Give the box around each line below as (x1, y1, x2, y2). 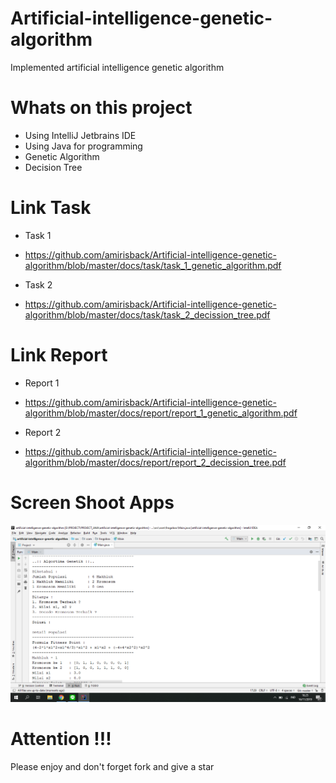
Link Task (10, 197, 92, 219)
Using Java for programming (24, 140, 143, 152)
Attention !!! (10, 727, 112, 750)
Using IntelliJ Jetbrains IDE (24, 129, 137, 141)
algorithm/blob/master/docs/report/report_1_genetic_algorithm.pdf (24, 407, 298, 419)
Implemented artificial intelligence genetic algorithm (10, 61, 225, 73)
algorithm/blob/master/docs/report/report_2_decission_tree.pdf (24, 456, 287, 468)
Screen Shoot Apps (10, 491, 175, 514)
